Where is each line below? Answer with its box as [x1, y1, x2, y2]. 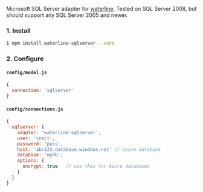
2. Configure [6, 54, 44, 63]
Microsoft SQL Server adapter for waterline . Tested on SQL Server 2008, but [6, 5, 197, 12]
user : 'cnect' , [17, 135, 56, 141]
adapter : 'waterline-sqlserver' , [17, 129, 101, 135]
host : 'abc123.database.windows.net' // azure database [17, 146, 161, 153]
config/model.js [6, 69, 47, 75]
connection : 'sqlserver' [11, 88, 74, 94]
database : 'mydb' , [17, 152, 63, 158]
